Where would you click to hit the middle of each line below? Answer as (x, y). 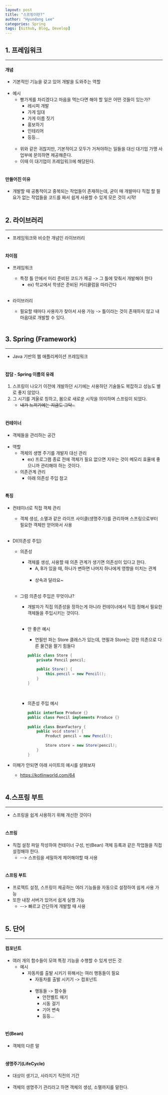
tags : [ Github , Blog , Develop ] (38, 29)
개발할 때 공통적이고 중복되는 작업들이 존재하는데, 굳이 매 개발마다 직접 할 (84, 191)
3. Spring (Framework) (41, 339)
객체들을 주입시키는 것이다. (53, 613)
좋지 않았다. (29, 392)
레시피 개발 (38, 106)
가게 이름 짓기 (41, 118)
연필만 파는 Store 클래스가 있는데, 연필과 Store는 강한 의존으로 (96, 639)
